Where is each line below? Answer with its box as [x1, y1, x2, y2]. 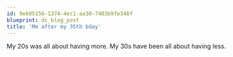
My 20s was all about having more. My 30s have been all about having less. [6, 42, 227, 51]
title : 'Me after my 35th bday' [6, 23, 101, 30]
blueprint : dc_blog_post [6, 17, 80, 24]
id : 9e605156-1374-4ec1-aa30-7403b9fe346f [6, 10, 133, 17]
